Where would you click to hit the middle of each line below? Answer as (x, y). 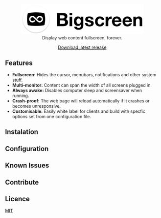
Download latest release (82, 47)
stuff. (17, 80)
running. (21, 96)
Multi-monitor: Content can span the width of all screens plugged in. (82, 85)
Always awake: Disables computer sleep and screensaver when (77, 91)
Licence (18, 199)
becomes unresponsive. (36, 106)
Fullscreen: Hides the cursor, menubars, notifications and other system (84, 75)
